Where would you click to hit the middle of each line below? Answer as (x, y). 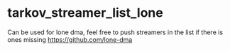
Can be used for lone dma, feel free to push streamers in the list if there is (115, 32)
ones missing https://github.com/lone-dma (70, 39)
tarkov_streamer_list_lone (85, 13)
